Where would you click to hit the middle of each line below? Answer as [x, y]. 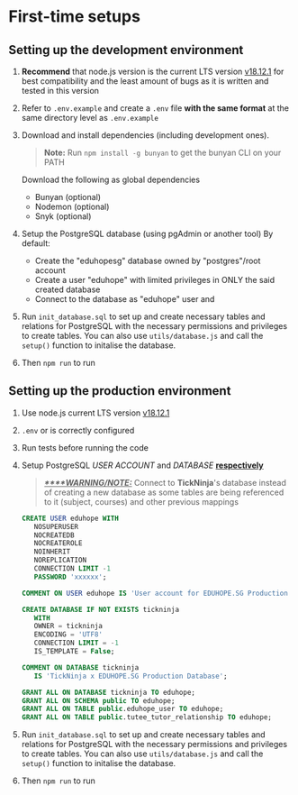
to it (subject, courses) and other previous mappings [141, 501]
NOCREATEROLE [58, 544]
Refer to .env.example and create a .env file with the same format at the [155, 108]
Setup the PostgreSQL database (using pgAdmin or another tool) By [147, 233]
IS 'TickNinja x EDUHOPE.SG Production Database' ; [131, 676]
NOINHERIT [52, 552]
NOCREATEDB [54, 535]
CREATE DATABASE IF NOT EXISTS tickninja [100, 609]
